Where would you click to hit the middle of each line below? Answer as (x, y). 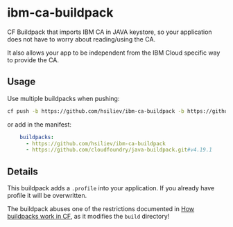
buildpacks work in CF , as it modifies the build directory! (88, 217)
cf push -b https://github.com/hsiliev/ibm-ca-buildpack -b (96, 111)
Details (23, 171)
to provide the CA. (33, 60)
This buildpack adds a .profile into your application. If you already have (111, 188)
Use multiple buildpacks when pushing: (63, 98)
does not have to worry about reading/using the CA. (81, 39)
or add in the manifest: (39, 124)
